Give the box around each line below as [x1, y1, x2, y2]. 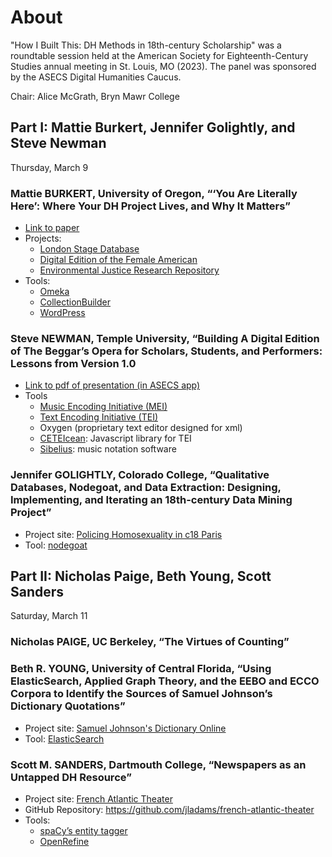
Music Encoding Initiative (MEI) [39, 401, 168, 413]
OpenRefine [39, 835, 90, 847]
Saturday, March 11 [10, 610, 88, 622]
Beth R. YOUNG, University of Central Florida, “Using [10, 662, 272, 676]
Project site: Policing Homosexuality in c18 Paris [24, 528, 223, 540]
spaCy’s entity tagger [39, 824, 128, 836]
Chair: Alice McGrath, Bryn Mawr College [10, 90, 180, 102]
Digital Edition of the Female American [39, 254, 198, 266]
